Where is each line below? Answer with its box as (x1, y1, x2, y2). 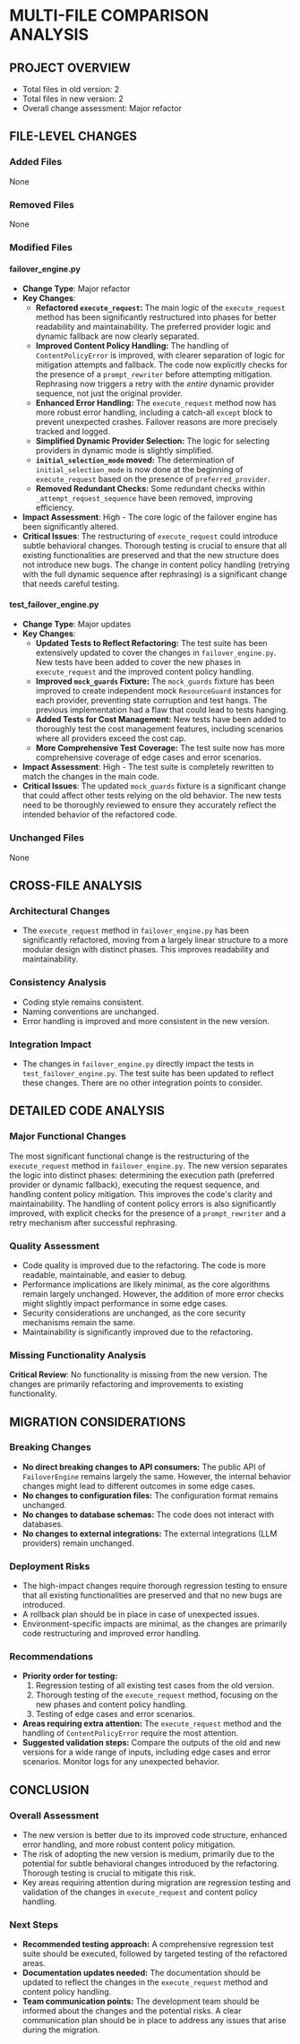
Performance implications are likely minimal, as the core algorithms (21, 1279, 270, 1289)
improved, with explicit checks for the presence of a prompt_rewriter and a (9, 1207, 287, 1219)
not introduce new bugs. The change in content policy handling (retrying (21, 559, 290, 570)
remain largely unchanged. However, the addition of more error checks (21, 1288, 285, 1299)
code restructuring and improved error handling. (21, 1628, 201, 1639)
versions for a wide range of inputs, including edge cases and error (21, 1746, 271, 1757)
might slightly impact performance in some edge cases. (21, 1298, 228, 1308)
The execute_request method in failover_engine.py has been (21, 925, 249, 936)
